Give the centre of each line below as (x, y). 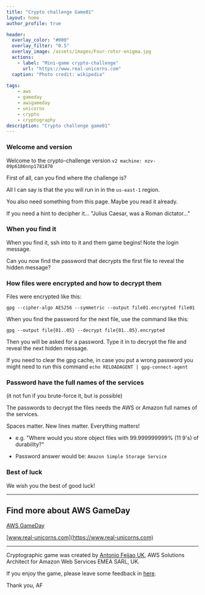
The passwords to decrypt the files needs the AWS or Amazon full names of (102, 407)
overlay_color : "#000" (41, 40)
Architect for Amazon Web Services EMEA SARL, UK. (73, 561)
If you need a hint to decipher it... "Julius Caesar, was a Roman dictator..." (98, 213)
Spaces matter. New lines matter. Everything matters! (73, 426)
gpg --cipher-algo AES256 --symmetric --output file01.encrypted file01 (101, 308)
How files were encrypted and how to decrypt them (84, 283)
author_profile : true (34, 23)
